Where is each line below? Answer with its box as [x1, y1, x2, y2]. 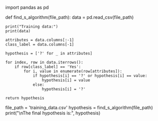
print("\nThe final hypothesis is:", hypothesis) [5, 110, 101, 116]
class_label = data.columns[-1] [5, 42, 74, 47]
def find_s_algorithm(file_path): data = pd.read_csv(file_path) [5, 14, 134, 20]
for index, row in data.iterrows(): [5, 60, 83, 65]
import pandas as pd [5, 5, 49, 10]
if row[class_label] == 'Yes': [14, 64, 81, 69]
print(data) [5, 29, 31, 34]
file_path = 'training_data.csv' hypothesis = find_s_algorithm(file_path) [5, 105, 153, 110]
